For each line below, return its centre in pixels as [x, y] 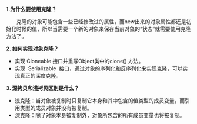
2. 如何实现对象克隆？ [32, 49]
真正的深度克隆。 [41, 76]
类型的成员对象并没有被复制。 [56, 108]
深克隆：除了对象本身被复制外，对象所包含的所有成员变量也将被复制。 [100, 115]
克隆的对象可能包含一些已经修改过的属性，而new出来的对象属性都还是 [101, 22]
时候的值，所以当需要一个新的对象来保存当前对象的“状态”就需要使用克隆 [103, 29]
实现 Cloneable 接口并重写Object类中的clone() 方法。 [79, 61]
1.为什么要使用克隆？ [31, 9]
